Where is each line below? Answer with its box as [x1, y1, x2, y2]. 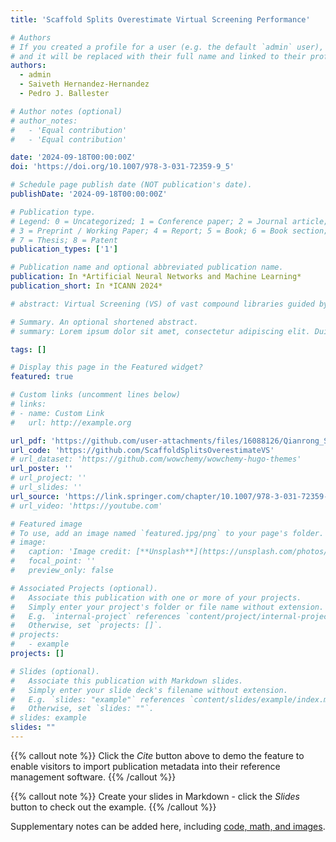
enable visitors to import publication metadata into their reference [10, 760, 281, 772]
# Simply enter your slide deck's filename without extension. [10, 685, 288, 695]
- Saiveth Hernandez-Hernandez [19, 79, 150, 90]
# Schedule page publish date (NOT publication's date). [10, 180, 253, 190]
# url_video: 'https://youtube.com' [10, 501, 163, 511]
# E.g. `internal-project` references [10, 611, 182, 621]
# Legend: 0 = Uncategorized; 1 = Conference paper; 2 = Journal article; [10, 216, 329, 226]
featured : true [10, 372, 74, 382]
